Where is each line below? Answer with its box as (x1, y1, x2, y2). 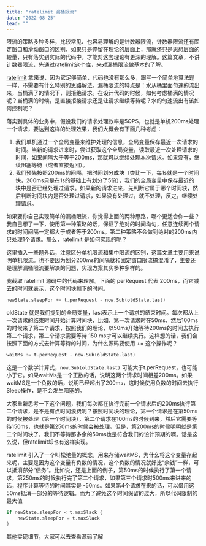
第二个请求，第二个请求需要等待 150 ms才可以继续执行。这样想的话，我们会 (6, 332, 198, 339)
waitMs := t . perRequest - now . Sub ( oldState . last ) (6, 352, 136, 358)
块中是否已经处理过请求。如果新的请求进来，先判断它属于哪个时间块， (15, 185, 193, 192)
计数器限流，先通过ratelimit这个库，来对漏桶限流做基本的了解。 (6, 61, 167, 68)
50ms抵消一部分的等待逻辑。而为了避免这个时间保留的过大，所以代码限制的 (6, 490, 198, 497)
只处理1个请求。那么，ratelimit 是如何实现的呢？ (6, 236, 128, 243)
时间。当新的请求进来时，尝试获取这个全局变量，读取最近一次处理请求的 (15, 146, 198, 153)
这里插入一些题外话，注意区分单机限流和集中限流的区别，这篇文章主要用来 (6, 249, 194, 256)
